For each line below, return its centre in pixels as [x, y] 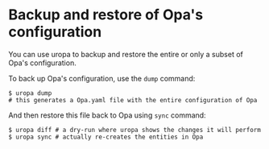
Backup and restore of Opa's [106, 15]
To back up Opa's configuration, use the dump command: [102, 78]
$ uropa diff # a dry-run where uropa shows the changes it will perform [135, 130]
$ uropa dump [30, 93]
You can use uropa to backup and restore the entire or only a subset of [126, 54]
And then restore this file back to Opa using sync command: [108, 115]
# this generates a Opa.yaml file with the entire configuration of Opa [133, 100]
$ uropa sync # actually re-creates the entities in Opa [106, 137]
